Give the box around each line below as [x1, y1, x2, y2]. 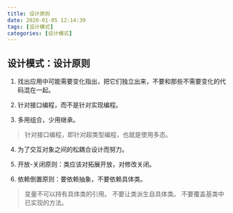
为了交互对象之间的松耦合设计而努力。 [17, 145, 128, 154]
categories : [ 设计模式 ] [7, 29, 72, 37]
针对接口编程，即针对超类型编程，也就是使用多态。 [24, 131, 172, 139]
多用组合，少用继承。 [17, 116, 79, 124]
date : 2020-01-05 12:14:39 [7, 17, 86, 24]
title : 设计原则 [7, 10, 50, 17]
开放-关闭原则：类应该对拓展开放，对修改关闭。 [17, 160, 156, 168]
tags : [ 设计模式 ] [7, 23, 54, 30]
